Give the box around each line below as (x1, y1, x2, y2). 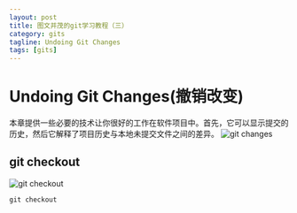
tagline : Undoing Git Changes (9, 37, 121, 47)
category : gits (9, 29, 66, 38)
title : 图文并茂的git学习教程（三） (9, 21, 129, 30)
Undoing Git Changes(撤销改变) (9, 87, 244, 107)
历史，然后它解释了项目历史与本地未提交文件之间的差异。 (9, 129, 219, 140)
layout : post (9, 12, 58, 22)
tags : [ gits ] (9, 46, 58, 55)
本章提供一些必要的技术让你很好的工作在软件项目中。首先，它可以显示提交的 (9, 118, 289, 128)
